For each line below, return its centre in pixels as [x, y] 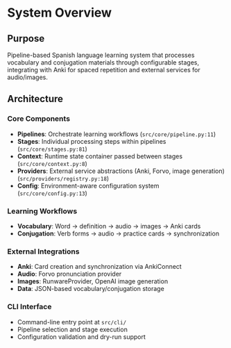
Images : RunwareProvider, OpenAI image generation [93, 281]
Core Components [39, 119]
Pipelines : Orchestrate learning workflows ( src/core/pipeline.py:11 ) [117, 134]
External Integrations [43, 251]
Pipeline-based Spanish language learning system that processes [101, 55]
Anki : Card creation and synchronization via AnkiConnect [99, 267]
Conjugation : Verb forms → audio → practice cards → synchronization [118, 233]
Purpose [26, 39]
